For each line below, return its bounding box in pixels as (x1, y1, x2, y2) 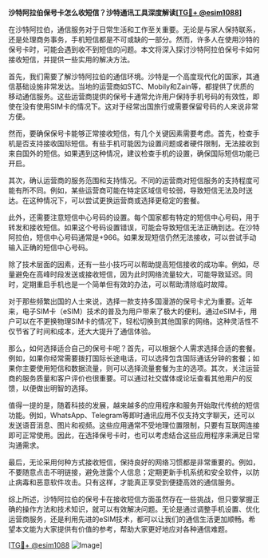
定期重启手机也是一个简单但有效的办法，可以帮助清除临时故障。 (22, 280, 232, 289)
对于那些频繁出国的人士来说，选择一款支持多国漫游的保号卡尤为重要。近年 (8, 297, 253, 306)
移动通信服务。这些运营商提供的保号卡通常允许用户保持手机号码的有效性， (8, 92, 253, 101)
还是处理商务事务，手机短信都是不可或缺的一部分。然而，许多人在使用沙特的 (8, 35, 260, 44)
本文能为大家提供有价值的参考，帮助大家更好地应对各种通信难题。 (14, 524, 232, 534)
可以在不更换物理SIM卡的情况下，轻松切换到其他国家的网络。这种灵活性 (14, 317, 252, 326)
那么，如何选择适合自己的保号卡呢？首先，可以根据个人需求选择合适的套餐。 (8, 344, 260, 353)
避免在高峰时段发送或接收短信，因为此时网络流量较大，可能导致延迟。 (14, 269, 246, 279)
